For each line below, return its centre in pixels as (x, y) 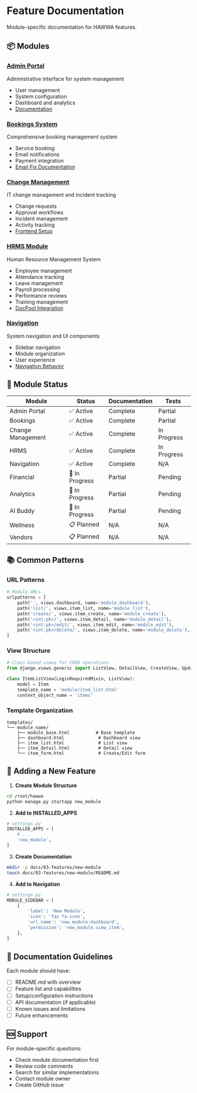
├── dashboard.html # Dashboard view (79, 738)
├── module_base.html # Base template (76, 733)
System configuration (41, 96)
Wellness (22, 525)
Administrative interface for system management (65, 79)
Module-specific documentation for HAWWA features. (72, 27)
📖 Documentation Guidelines (60, 957)
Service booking (35, 148)
